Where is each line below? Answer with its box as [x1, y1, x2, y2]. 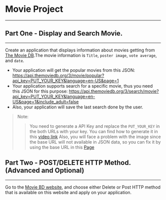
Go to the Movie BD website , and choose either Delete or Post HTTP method [5, 184, 161, 190]
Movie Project [5, 3, 63, 15]
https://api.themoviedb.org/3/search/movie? [69, 88, 159, 94]
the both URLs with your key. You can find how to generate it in [29, 128, 158, 134]
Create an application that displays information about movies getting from [5, 47, 155, 53]
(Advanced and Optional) [5, 166, 84, 175]
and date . [5, 57, 25, 63]
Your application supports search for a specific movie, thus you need [12, 83, 153, 89]
